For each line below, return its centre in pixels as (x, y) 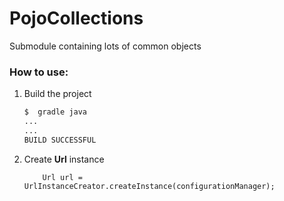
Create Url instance (64, 159)
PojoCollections (76, 18)
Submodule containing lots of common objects (105, 46)
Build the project (57, 94)
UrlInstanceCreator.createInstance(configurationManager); (149, 186)
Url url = (62, 177)
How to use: (39, 72)
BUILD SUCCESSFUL (60, 140)
